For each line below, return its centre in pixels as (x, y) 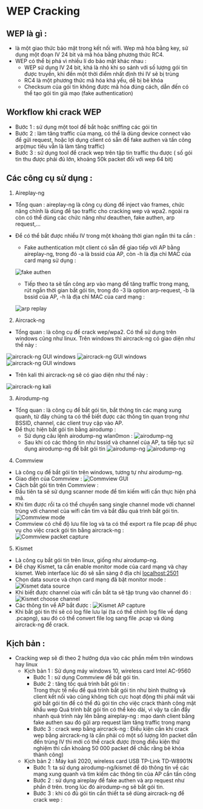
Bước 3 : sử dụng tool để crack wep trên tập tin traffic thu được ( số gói (104, 152)
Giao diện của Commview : (48, 478)
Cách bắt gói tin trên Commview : (57, 485)
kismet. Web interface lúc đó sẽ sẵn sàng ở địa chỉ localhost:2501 (97, 573)
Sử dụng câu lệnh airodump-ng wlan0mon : (78, 435)
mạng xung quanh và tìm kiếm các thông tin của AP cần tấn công (115, 774)
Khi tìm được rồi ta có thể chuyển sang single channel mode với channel (105, 504)
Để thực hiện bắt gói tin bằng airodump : (65, 429)
